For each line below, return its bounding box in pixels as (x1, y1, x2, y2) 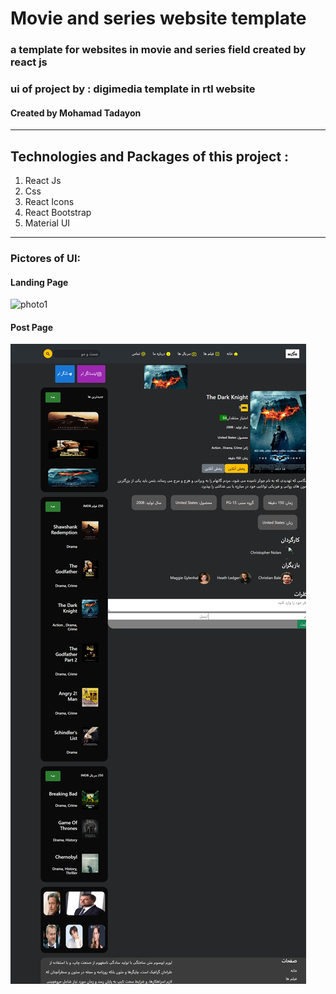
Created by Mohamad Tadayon (10, 107, 142, 119)
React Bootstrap (24, 207, 92, 219)
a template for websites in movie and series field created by (10, 43, 307, 57)
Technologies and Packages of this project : (10, 148, 290, 165)
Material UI (24, 217, 71, 229)
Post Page (10, 321, 54, 333)
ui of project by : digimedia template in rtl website (10, 82, 256, 96)
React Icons (24, 196, 75, 208)
